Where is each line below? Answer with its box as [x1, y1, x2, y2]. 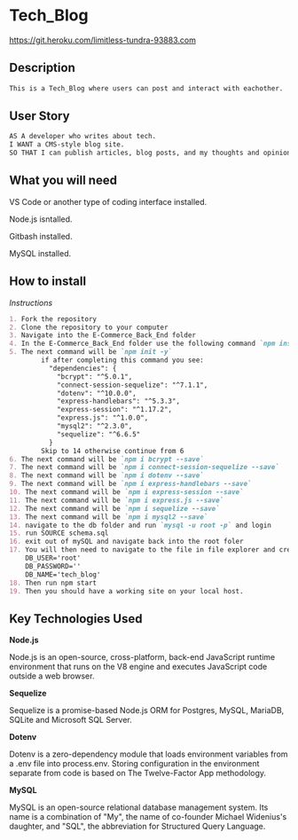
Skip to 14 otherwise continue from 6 [41, 446, 184, 455]
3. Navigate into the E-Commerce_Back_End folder [9, 331, 197, 340]
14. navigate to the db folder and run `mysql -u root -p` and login [9, 521, 272, 530]
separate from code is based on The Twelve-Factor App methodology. [9, 768, 267, 779]
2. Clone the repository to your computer [9, 323, 169, 332]
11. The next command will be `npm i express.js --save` [9, 496, 224, 505]
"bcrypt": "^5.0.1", [56, 372, 133, 381]
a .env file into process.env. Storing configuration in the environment [9, 758, 260, 769]
